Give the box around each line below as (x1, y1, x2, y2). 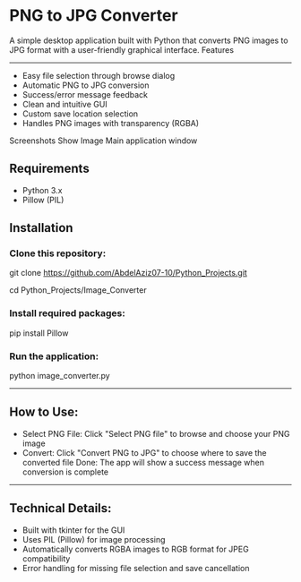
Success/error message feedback (21, 89, 149, 99)
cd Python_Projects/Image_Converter (9, 285, 147, 295)
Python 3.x (21, 184, 63, 195)
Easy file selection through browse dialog (21, 70, 176, 81)
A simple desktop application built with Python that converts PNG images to (9, 35, 288, 46)
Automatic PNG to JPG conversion (21, 80, 150, 90)
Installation (9, 220, 73, 235)
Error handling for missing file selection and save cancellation (21, 562, 250, 573)
